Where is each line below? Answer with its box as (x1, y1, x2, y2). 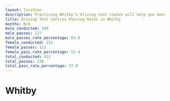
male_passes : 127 (5, 31, 42, 36)
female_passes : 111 (5, 45, 47, 50)
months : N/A (5, 21, 30, 27)
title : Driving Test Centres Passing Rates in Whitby (5, 17, 121, 22)
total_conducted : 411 (5, 54, 51, 59)
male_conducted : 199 (5, 26, 49, 31)
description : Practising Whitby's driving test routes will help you (5, 12, 155, 17)
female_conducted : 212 (5, 40, 53, 45)
